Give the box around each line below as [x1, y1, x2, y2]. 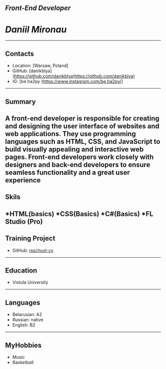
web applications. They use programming [5, 130, 136, 138]
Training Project [5, 234, 55, 243]
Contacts [5, 49, 35, 58]
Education [5, 266, 38, 275]
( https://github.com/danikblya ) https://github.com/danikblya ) [12, 73, 135, 79]
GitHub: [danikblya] [12, 68, 52, 74]
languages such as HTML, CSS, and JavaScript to [5, 137, 161, 145]
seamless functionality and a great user [5, 168, 130, 177]
